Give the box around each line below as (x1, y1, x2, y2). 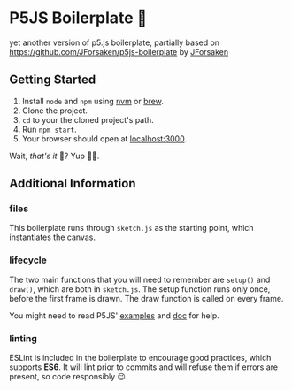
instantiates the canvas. (9, 232, 96, 242)
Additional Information (9, 176, 136, 191)
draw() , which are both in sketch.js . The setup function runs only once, (9, 283, 271, 294)
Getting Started (9, 73, 96, 88)
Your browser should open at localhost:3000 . (21, 133, 188, 144)
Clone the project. (21, 105, 88, 116)
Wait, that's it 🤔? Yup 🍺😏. (9, 150, 100, 161)
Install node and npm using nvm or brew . (21, 96, 164, 106)
